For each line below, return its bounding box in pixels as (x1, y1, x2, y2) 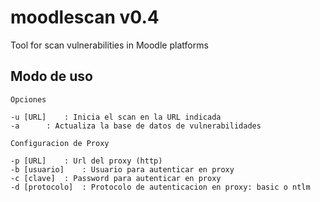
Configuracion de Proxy (10, 138, 110, 148)
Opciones (10, 94, 47, 105)
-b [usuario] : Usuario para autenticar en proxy (10, 164, 235, 175)
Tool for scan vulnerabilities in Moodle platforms (10, 39, 209, 51)
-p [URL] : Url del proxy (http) (10, 156, 163, 166)
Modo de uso (10, 68, 93, 85)
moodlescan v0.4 (10, 6, 160, 29)
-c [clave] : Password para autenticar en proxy (10, 173, 222, 183)
